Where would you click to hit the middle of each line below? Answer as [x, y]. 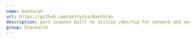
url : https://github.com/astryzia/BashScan [60, 17]
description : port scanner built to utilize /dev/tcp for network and [94, 22]
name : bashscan [24, 11]
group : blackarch [27, 27]
